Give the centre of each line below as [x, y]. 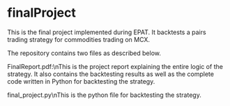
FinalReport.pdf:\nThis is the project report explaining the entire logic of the [115, 66]
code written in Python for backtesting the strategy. [81, 81]
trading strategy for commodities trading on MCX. [79, 39]
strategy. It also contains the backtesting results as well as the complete [111, 74]
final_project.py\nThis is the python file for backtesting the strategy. [105, 95]
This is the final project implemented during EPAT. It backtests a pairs [107, 32]
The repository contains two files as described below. [84, 53]
